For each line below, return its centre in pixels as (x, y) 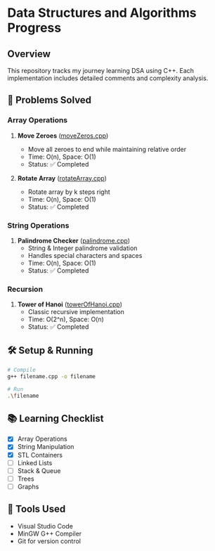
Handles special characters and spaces (85, 255)
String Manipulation (46, 447)
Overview (29, 54)
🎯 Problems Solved (50, 100)
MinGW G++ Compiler (50, 533)
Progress (34, 28)
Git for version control (49, 541)
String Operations (38, 225)
